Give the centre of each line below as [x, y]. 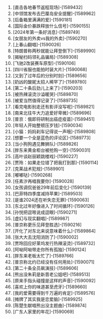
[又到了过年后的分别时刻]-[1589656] [50, 76]
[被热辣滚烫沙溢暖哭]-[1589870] [45, 94]
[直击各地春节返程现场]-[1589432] [48, 7]
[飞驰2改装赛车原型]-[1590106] [44, 63]
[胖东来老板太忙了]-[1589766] [43, 256]
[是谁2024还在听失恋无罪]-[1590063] [51, 200]
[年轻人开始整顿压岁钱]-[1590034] [48, 125]
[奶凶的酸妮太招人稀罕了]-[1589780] [50, 82]
